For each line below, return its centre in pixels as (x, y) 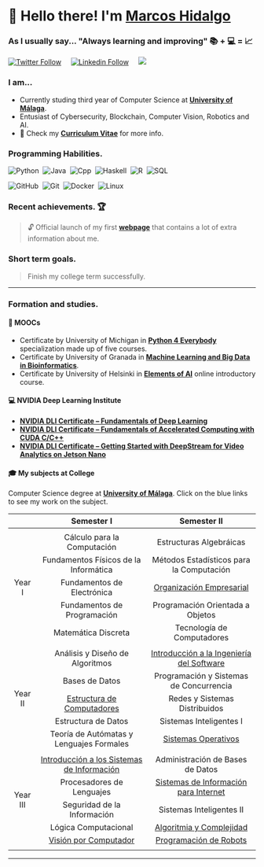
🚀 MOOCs (24, 323)
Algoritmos (92, 663)
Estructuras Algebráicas (201, 542)
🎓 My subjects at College (51, 473)
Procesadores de (92, 782)
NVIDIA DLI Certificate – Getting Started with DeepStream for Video (132, 446)
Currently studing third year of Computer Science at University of (126, 100)
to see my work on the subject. (58, 502)
